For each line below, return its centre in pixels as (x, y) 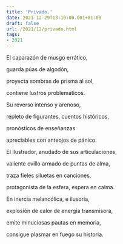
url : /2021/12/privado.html (42, 29)
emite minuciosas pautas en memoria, (54, 222)
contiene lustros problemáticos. (46, 93)
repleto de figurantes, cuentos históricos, (58, 117)
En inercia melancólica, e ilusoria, (48, 199)
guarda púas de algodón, (38, 69)
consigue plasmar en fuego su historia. (55, 234)
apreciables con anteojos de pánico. (52, 140)
